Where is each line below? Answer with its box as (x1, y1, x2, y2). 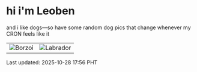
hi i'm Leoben (6, 4, 75, 18)
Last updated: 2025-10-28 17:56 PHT (6, 58, 98, 66)
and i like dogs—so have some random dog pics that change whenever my (6, 24, 191, 31)
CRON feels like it (6, 30, 50, 37)
